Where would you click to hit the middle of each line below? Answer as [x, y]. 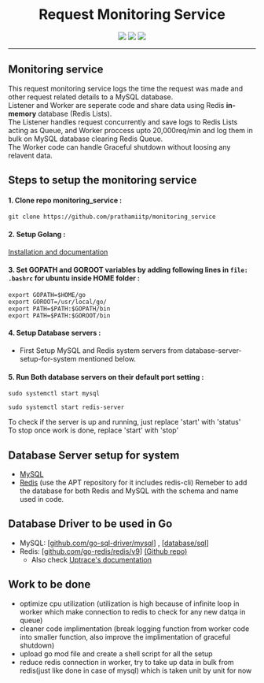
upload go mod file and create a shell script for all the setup [116, 653]
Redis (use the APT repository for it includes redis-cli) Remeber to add [133, 482]
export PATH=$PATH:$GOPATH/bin [59, 309]
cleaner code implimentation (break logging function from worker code [134, 629]
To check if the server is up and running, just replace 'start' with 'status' [125, 422]
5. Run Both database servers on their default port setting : [106, 377]
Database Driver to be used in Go [90, 524]
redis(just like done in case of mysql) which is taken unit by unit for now [136, 670]
